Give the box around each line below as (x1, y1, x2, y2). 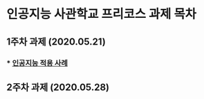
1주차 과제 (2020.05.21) (6, 36, 106, 47)
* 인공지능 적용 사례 (6, 58, 68, 67)
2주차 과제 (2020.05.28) (6, 81, 110, 93)
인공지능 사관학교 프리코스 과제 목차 (6, 6, 196, 22)
